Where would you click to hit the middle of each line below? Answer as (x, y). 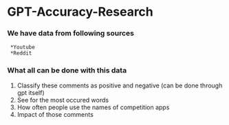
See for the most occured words (63, 100)
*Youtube (23, 47)
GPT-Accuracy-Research (80, 12)
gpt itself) (31, 92)
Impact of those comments (55, 114)
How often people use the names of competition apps (93, 107)
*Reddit (21, 53)
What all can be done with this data (67, 70)
